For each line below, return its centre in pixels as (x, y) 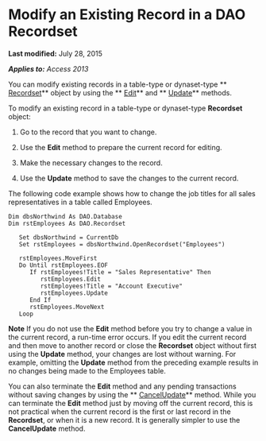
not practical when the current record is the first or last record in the (120, 412)
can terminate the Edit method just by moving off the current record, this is (131, 403)
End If (40, 300)
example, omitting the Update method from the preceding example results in (133, 362)
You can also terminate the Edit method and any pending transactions (122, 386)
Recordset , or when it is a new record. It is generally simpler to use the (124, 420)
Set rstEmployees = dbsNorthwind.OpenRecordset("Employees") (122, 244)
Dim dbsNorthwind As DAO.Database (66, 216)
